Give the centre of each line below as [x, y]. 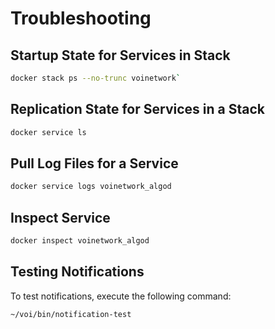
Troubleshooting [81, 18]
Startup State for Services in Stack [120, 55]
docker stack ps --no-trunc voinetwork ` [96, 78]
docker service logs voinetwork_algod [91, 187]
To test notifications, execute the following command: [121, 296]
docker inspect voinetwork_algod [80, 241]
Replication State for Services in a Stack [137, 109]
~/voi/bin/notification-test [71, 314]
